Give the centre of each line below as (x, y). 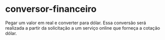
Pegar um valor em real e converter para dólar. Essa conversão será (76, 23)
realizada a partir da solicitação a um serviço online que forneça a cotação (82, 28)
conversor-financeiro (51, 9)
